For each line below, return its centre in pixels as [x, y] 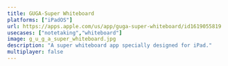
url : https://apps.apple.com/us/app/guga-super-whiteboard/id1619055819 [114, 26]
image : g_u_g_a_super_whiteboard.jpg [62, 39]
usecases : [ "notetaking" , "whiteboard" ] [65, 33]
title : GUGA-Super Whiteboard [51, 13]
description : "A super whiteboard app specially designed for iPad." [110, 45]
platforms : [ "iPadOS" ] [40, 20]
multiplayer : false [35, 52]
